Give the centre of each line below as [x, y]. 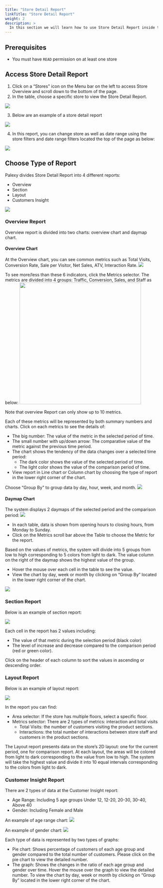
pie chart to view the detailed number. [50, 860]
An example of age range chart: [37, 820]
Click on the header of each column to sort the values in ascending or [75, 660]
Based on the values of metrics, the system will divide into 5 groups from [78, 550]
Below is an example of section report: [43, 612]
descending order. [23, 665]
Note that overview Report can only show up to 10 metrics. [64, 412]
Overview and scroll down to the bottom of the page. [65, 91]
